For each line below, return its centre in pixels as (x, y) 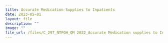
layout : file (19, 19)
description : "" (22, 23)
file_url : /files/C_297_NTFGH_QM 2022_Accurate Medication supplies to (81, 33)
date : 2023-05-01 (23, 14)
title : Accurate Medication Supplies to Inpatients (60, 10)
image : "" (15, 28)
